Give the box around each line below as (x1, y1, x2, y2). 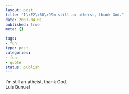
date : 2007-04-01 (5, 17, 42, 22)
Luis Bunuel (5, 84, 30, 90)
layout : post (5, 7, 33, 13)
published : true (5, 22, 40, 27)
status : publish (5, 65, 40, 70)
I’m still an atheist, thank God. (5, 79, 67, 85)
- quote (5, 60, 22, 65)
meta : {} (5, 27, 24, 32)
